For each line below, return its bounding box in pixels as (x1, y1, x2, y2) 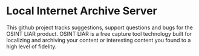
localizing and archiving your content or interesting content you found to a (6, 36, 191, 43)
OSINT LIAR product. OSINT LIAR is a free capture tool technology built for (6, 30, 192, 37)
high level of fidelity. (6, 43, 57, 50)
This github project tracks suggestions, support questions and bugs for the (6, 24, 194, 31)
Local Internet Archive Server (6, 4, 157, 18)
